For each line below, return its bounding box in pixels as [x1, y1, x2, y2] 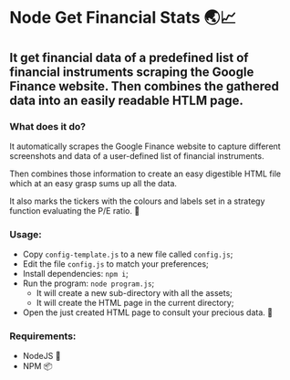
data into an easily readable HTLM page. [9, 92, 243, 108]
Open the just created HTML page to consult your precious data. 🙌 [22, 307, 274, 318]
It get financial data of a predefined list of [9, 49, 249, 65]
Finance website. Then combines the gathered [9, 79, 280, 94]
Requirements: [9, 330, 77, 343]
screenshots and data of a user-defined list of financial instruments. [9, 150, 264, 161]
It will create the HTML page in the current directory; [36, 298, 234, 309]
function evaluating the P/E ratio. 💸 [9, 205, 140, 216]
